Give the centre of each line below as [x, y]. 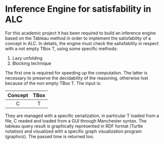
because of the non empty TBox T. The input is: [53, 83]
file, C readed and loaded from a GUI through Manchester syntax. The [76, 120]
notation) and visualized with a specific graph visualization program [73, 131]
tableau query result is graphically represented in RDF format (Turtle [74, 126]
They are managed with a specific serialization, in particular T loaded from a [82, 116]
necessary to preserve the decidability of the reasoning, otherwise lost [77, 78]
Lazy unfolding [27, 58]
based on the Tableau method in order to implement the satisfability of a [78, 38]
